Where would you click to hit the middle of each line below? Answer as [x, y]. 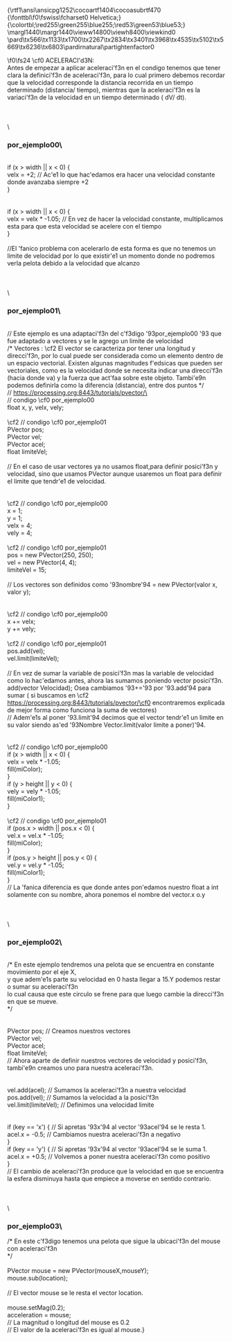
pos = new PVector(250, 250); [50, 554]
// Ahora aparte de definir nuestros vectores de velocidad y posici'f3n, [108, 1060]
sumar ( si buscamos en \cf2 [48, 695]
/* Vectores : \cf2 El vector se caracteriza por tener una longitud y [101, 348]
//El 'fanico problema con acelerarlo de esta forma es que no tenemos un [111, 249]
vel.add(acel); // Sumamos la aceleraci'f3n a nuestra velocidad [97, 1089]
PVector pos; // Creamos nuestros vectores [69, 1030]
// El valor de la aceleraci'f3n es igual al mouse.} [76, 1330]
